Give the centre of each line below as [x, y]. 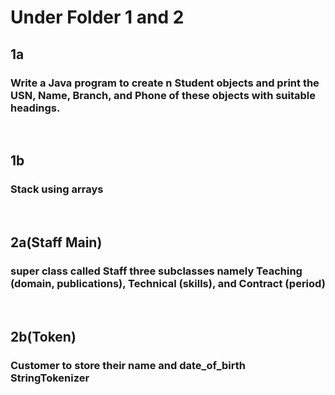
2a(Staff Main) [56, 242]
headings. [35, 108]
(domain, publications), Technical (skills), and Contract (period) [168, 283]
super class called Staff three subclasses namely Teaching [156, 271]
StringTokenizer [50, 378]
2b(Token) [43, 336]
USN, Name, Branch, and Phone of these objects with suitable [163, 95]
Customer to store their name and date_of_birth [128, 365]
